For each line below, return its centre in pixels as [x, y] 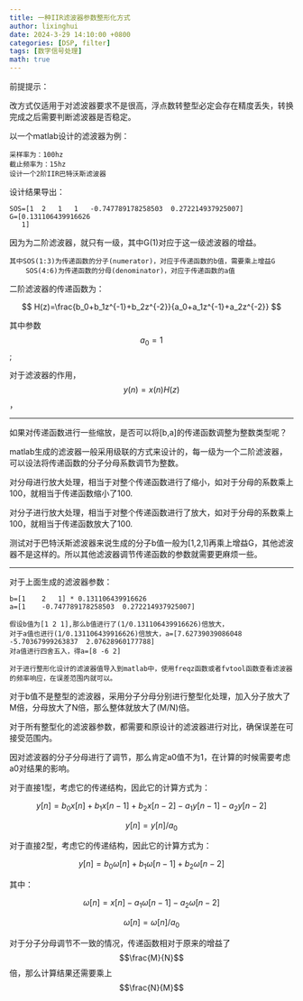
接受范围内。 [33, 738]
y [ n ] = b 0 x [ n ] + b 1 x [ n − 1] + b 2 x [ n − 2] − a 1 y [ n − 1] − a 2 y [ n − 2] [151, 806]
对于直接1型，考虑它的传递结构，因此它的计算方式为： [110, 787]
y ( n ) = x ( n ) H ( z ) [151, 390]
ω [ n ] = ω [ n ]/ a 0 [151, 923]
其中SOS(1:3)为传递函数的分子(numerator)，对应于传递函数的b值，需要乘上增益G [142, 262]
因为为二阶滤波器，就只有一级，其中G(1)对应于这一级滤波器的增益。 [135, 243]
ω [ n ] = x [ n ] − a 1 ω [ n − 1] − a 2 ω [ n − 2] [151, 904]
